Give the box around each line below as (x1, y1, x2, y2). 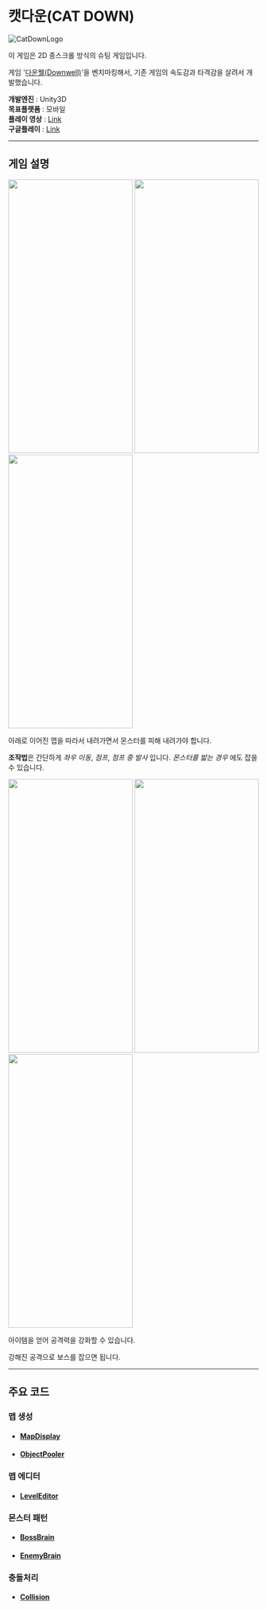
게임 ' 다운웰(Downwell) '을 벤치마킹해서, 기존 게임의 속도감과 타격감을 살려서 (8, 67, 245, 76)
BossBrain (19, 1533, 55, 1542)
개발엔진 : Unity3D (8, 94, 67, 103)
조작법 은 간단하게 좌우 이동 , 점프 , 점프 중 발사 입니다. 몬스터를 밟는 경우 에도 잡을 (8, 752, 258, 762)
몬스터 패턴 (8, 1512, 48, 1523)
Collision (19, 1592, 50, 1602)
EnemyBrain (19, 1550, 61, 1560)
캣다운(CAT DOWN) (8, 7, 135, 25)
